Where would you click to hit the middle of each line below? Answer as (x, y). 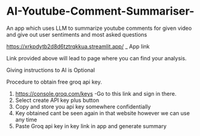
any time (26, 120)
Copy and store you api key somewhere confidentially (83, 106)
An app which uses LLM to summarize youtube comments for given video (99, 28)
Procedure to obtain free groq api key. (54, 82)
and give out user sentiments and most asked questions (77, 34)
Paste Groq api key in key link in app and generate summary (91, 126)
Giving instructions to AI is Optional (51, 70)
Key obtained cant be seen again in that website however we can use (102, 113)
